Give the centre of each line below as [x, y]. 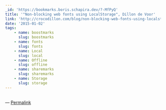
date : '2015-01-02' [25, 23]
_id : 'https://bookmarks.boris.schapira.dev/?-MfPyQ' [62, 10]
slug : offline [33, 65]
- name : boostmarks [34, 33]
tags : [11, 28]
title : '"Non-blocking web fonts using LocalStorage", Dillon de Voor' [80, 14]
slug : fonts [30, 46]
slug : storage [33, 83]
